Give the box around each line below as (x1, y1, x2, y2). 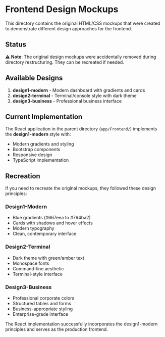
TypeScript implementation (12, 157, 69, 163)
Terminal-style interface (12, 271, 63, 277)
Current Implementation (5, 112, 83, 121)
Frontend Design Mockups (5, 4, 119, 15)
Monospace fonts (12, 260, 49, 266)
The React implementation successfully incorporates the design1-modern (5, 321, 158, 327)
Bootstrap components (12, 147, 61, 153)
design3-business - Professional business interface (12, 98, 122, 104)
